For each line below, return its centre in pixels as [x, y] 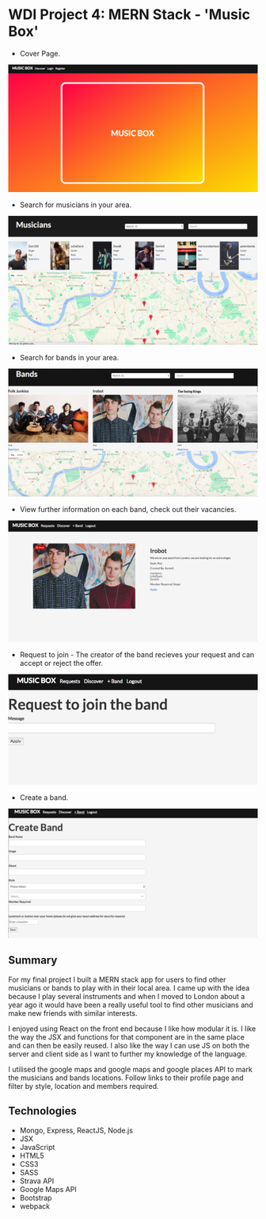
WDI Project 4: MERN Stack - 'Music [129, 15]
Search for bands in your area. [69, 357]
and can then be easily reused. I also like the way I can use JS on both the [129, 1045]
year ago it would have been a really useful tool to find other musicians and [131, 1005]
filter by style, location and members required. [84, 1086]
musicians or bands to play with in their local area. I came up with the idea [129, 988]
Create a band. [44, 798]
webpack [34, 1206]
